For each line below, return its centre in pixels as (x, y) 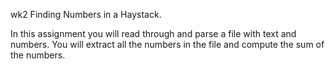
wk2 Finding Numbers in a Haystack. (86, 14)
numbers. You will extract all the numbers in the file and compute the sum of (167, 44)
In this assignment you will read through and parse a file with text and (153, 33)
